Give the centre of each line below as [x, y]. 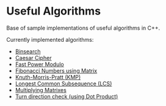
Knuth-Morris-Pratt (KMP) [48, 77]
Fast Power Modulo [39, 64]
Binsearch [28, 51]
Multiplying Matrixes [41, 90]
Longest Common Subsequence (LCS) [63, 84]
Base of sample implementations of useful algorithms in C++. [83, 28]
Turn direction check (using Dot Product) [67, 96]
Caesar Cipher [33, 58]
